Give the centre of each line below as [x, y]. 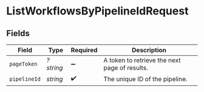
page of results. [126, 68]
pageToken [23, 64]
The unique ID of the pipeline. [146, 79]
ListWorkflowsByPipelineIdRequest [97, 11]
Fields [18, 33]
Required [84, 50]
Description [149, 50]
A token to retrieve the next [142, 60]
